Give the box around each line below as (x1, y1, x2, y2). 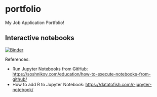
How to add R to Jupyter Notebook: (12, 81, 85, 87)
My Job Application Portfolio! (5, 20, 64, 25)
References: (5, 56, 30, 62)
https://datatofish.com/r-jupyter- (85, 81, 152, 87)
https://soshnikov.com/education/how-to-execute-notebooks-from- (12, 71, 151, 77)
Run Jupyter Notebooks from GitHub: (12, 66, 88, 72)
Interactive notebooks (5, 34, 75, 42)
